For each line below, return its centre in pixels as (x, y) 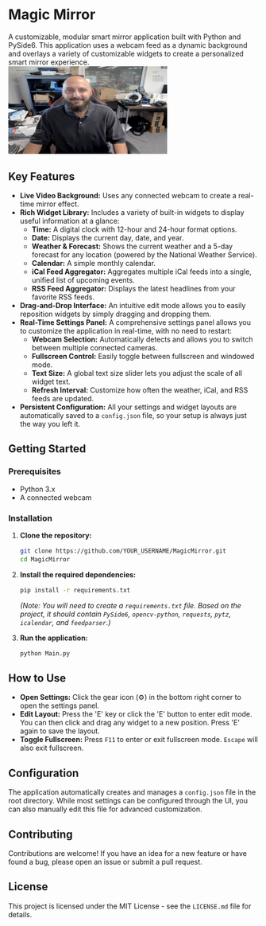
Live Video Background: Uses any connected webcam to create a (128, 195)
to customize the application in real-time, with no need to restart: (125, 331)
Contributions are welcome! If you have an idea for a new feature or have (128, 853)
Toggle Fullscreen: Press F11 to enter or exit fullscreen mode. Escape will (139, 740)
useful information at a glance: (69, 221)
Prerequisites (35, 471)
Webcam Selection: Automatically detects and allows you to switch (142, 339)
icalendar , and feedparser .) (65, 622)
